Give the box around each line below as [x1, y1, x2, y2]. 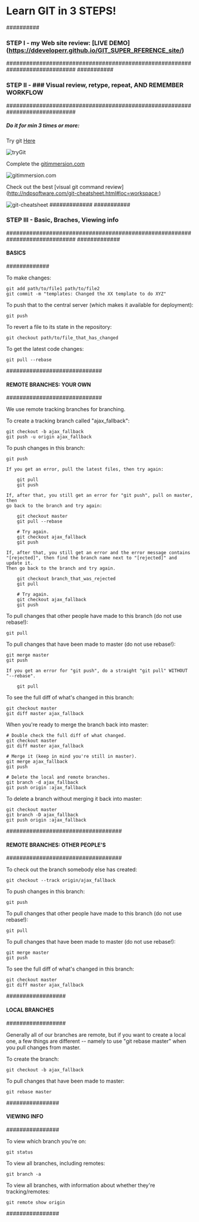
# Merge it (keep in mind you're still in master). [6, 754, 137, 760]
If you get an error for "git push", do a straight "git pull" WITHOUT [6, 668, 188, 674]
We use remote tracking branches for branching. [6, 406, 126, 413]
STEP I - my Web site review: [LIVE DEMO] [6, 39, 130, 47]
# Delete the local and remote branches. [6, 775, 111, 781]
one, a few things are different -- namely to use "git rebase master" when [6, 1037, 186, 1044]
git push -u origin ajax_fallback [6, 434, 92, 440]
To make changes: [6, 274, 52, 281]
